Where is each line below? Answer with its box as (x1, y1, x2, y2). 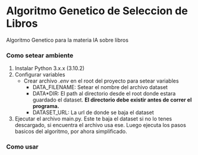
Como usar (6, 143, 39, 151)
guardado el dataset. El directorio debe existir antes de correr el (32, 96, 192, 103)
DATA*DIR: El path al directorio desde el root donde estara (32, 90, 176, 97)
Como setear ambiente (6, 51, 74, 59)
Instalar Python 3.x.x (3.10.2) (14, 65, 85, 72)
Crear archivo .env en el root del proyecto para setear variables (23, 77, 180, 84)
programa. (32, 103, 59, 110)
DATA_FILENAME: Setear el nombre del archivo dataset (32, 84, 168, 91)
